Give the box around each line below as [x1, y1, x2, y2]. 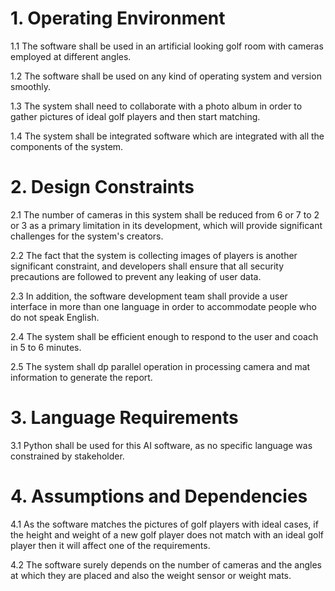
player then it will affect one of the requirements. [10, 539, 211, 551]
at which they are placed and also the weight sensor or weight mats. [10, 569, 292, 581]
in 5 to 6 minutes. [10, 341, 82, 353]
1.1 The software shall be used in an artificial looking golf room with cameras [10, 40, 324, 52]
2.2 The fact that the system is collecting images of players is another [10, 249, 298, 261]
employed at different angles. [10, 50, 132, 62]
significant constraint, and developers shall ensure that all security [10, 260, 284, 272]
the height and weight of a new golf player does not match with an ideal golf [10, 528, 325, 541]
